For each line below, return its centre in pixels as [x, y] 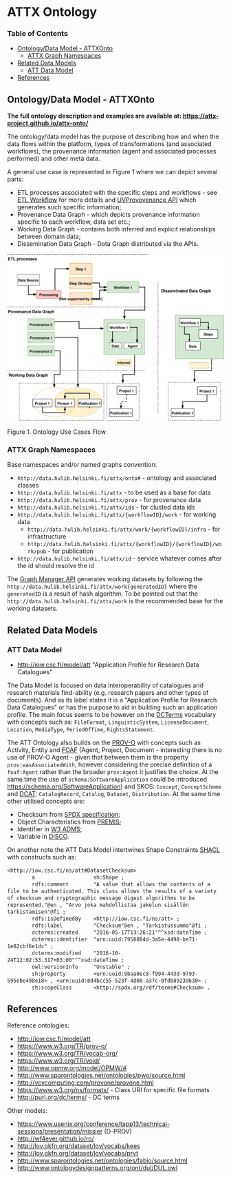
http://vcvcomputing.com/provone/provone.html [85, 1083]
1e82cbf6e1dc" [27, 947]
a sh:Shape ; [78, 878]
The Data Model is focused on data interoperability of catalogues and [106, 685]
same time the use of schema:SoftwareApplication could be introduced [107, 780]
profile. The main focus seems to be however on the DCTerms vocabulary [112, 715]
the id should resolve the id [55, 566]
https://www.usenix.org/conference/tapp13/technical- [93, 1124]
